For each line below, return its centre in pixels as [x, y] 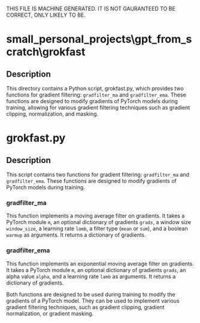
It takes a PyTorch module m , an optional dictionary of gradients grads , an [96, 270]
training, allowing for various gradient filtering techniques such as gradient [98, 108]
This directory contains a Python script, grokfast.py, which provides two [95, 88]
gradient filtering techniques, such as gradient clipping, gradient [85, 307]
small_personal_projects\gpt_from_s [99, 39]
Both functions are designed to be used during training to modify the [91, 294]
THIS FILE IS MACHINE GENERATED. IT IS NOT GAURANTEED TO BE [91, 9]
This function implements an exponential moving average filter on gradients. [100, 264]
